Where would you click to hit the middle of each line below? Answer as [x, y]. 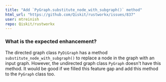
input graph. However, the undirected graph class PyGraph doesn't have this [83, 63]
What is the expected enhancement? [51, 42]
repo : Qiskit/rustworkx [30, 24]
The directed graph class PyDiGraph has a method [56, 52]
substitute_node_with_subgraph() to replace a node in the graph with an [80, 58]
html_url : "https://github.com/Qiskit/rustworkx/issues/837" [70, 15]
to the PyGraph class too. [30, 74]
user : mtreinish [22, 19]
